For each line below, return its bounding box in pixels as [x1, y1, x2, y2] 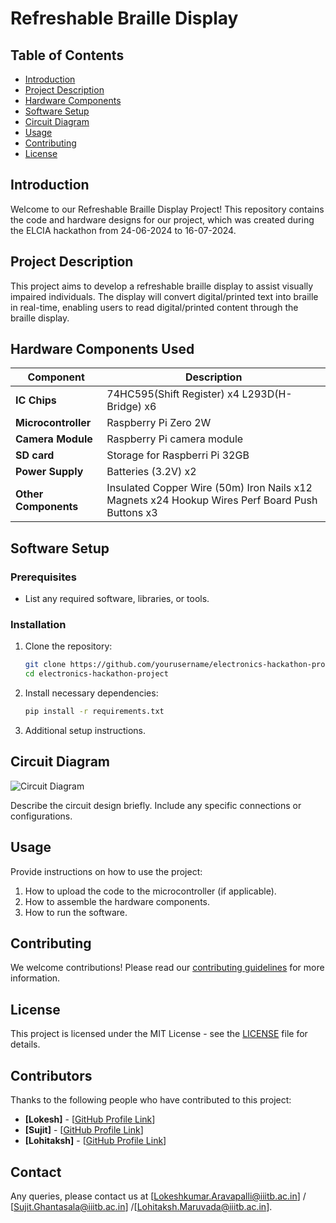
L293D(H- [241, 387, 293, 401]
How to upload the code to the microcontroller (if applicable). [24, 885, 277, 897]
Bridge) [106, 400, 143, 414]
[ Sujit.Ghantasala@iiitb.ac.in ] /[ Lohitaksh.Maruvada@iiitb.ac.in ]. [10, 1200, 273, 1212]
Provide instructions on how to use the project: [10, 865, 203, 877]
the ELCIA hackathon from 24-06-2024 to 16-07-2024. [10, 224, 237, 236]
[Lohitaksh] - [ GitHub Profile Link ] [24, 1135, 167, 1147]
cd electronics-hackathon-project [24, 669, 169, 679]
